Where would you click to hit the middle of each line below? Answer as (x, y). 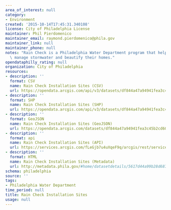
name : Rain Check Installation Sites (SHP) (56, 105)
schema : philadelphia (28, 171)
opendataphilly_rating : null (36, 62)
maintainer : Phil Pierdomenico (38, 34)
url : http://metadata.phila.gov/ (45, 166)
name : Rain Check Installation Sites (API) (56, 143)
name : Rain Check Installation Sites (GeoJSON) (61, 124)
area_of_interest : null (31, 10)
